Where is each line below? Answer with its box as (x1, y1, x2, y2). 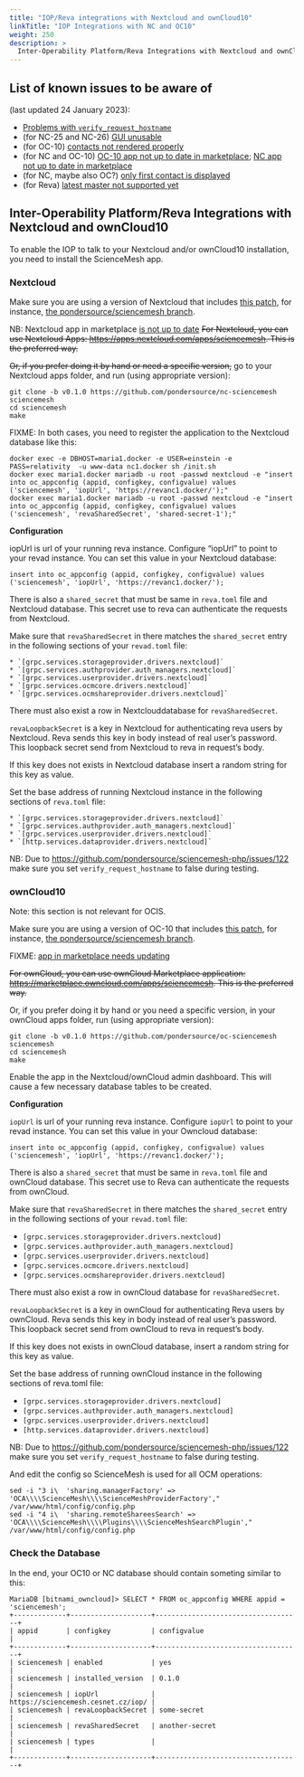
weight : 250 (9, 30, 54, 39)
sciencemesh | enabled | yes (17, 1658, 172, 1667)
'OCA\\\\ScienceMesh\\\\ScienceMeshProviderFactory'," (9, 1494, 221, 1504)
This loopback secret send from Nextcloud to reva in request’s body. (9, 742, 265, 753)
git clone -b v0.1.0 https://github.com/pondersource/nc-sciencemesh (9, 388, 278, 397)
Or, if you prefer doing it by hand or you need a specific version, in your (9, 1005, 276, 1016)
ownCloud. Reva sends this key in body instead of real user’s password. (9, 1314, 278, 1325)
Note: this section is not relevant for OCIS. (9, 906, 166, 917)
